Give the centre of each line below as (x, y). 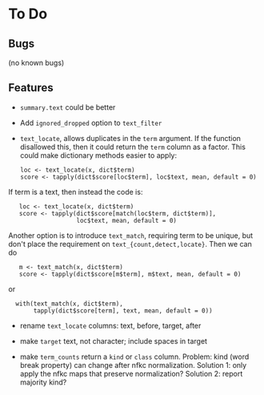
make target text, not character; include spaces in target (114, 341)
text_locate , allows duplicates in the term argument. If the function (130, 138)
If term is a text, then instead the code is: (76, 191)
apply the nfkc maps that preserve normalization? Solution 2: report (131, 373)
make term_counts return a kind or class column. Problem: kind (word (134, 357)
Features (31, 88)
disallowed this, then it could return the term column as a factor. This (133, 147)
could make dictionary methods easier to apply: (98, 155)
